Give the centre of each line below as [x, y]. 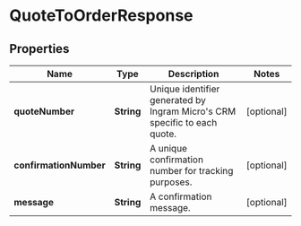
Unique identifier [185, 89]
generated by [177, 100]
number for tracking [191, 171]
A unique [168, 148]
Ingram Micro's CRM [193, 111]
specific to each [183, 122]
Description [193, 74]
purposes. [171, 182]
